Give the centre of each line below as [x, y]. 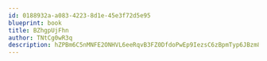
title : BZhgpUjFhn [39, 30]
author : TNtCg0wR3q [41, 38]
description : [30, 45]
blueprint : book [35, 23]
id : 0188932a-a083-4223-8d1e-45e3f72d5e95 [79, 15]
